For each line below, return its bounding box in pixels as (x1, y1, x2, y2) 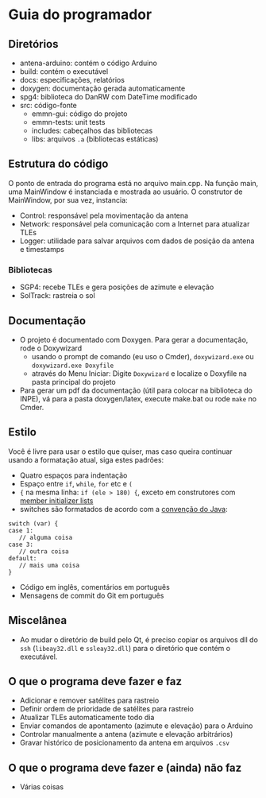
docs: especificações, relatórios (19, 76, 125, 84)
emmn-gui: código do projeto (31, 109, 128, 118)
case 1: (8, 526, 34, 534)
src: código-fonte (19, 101, 78, 110)
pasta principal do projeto (31, 377, 117, 386)
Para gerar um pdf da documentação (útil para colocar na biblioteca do (19, 385, 253, 395)
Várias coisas (19, 782, 64, 792)
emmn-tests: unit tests (31, 118, 106, 126)
